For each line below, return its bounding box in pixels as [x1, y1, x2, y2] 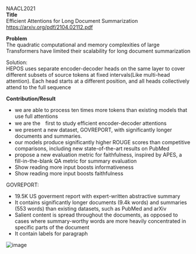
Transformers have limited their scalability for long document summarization [6, 48, 191, 55]
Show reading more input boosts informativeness [14, 164, 134, 171]
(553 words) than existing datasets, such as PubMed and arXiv [14, 205, 167, 212]
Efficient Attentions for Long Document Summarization [6, 18, 138, 24]
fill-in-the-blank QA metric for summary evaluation [14, 158, 137, 164]
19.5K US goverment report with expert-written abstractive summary [14, 193, 181, 199]
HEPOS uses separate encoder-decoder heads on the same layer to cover [6, 65, 185, 72]
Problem [6, 35, 28, 42]
